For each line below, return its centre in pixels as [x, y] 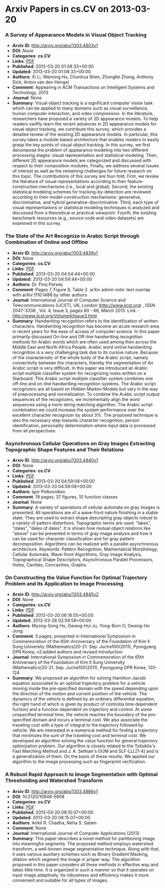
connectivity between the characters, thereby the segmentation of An [83, 363]
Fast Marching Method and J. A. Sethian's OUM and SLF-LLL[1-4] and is [85, 751]
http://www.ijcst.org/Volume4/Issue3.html [55, 315]
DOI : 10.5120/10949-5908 [38, 796]
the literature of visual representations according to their [69, 182]
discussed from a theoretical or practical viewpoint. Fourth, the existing [84, 213]
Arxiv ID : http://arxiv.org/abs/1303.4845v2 [55, 594]
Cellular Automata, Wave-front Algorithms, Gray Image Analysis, [77, 554]
